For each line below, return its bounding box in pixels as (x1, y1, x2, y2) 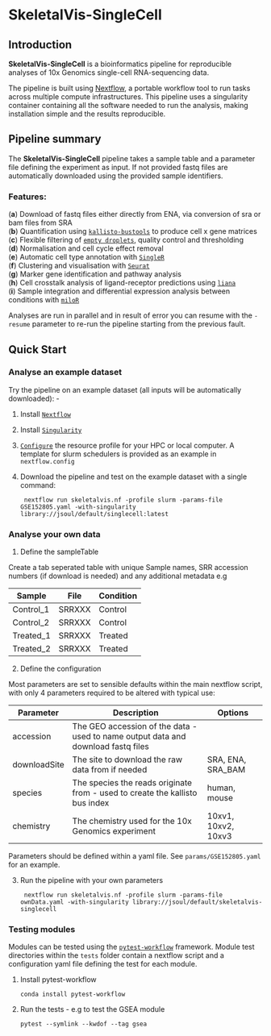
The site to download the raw (72, 754, 183, 765)
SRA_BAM (206, 764, 246, 776)
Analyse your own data (8, 528, 101, 539)
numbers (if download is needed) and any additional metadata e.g (8, 571, 227, 581)
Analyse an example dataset (8, 367, 123, 378)
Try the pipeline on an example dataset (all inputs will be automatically (8, 385, 242, 394)
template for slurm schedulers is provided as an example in (19, 449, 217, 459)
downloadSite (12, 759, 65, 771)
